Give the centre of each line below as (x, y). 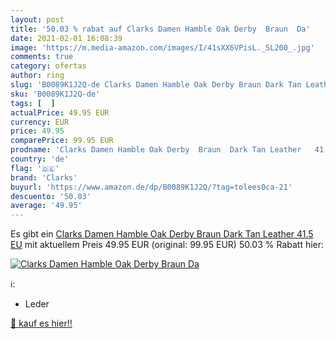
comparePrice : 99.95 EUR (62, 141)
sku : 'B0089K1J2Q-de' (55, 94)
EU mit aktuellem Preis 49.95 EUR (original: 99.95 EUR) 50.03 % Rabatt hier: (167, 245)
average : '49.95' (46, 206)
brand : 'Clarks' (44, 177)
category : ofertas (48, 66)
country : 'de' (40, 159)
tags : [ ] (33, 103)
